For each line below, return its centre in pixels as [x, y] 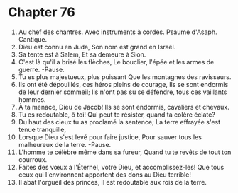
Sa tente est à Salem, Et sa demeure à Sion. [82, 54]
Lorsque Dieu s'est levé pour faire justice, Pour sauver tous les [110, 137]
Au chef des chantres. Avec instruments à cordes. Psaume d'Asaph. [118, 32]
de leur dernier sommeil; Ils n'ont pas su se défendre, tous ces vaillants [123, 92]
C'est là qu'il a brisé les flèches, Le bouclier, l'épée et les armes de [116, 62]
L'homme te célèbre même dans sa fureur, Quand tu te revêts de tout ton [125, 152]
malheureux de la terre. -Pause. [65, 144]
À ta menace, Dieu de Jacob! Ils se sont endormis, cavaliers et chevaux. [124, 107]
